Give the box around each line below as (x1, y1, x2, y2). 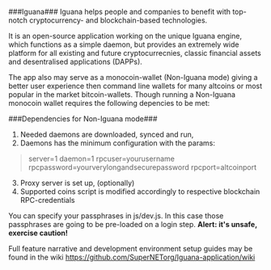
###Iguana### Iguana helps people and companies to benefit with (8, 7, 231, 16)
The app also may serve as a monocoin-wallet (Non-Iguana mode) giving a (8, 73, 258, 82)
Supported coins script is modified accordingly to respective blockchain (19, 187, 260, 196)
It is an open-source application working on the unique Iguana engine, (8, 32, 243, 40)
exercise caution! (8, 228, 69, 238)
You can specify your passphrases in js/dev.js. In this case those (8, 211, 224, 221)
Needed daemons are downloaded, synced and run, (19, 129, 194, 139)
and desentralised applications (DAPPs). (8, 57, 143, 66)
